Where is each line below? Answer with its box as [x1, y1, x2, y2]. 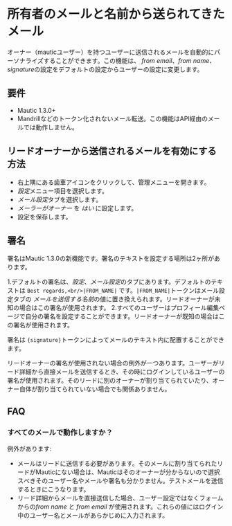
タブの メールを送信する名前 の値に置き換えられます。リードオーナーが [12, 295, 215, 303]
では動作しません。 [23, 123, 78, 131]
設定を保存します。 [17, 212, 72, 221]
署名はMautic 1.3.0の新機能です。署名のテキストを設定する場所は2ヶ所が [7, 254, 215, 263]
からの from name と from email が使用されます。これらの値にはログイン [17, 502, 224, 511]
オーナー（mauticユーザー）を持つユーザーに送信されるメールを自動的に [7, 48, 215, 56]
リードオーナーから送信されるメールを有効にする [7, 145, 217, 157]
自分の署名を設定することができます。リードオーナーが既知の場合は [25, 312, 220, 320]
